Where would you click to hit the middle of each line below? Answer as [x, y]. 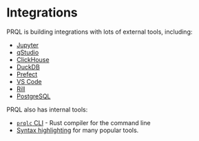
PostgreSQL [33, 96]
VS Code [29, 81]
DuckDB [28, 67]
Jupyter [28, 45]
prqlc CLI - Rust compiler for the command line [83, 122]
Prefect [27, 74]
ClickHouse [33, 59]
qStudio [28, 52]
